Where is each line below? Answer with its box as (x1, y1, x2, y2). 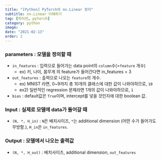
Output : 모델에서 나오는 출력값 (5, 137, 74, 144)
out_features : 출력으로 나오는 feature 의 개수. (12, 75, 101, 81)
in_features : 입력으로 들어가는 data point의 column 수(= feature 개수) (12, 63, 146, 69)
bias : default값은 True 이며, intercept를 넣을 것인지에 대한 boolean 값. (12, 93, 147, 99)
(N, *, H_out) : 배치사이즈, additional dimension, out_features (12, 149, 136, 155)
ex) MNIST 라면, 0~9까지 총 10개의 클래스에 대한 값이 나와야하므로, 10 (19, 81, 153, 87)
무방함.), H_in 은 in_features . (12, 124, 68, 130)
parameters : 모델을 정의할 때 (5, 51, 72, 58)
